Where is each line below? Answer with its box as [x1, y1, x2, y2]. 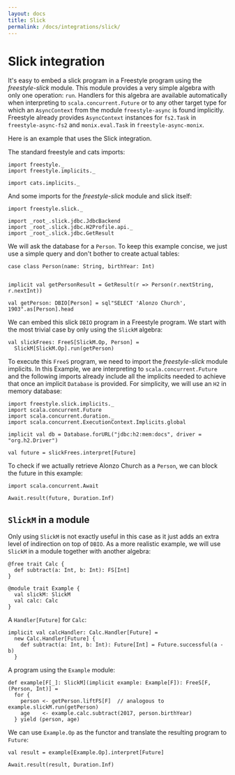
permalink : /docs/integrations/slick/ [8, 23, 121, 30]
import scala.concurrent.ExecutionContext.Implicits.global [8, 419, 187, 426]
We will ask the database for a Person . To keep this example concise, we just [8, 242, 227, 251]
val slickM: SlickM [14, 591, 71, 598]
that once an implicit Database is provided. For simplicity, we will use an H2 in [8, 380, 227, 388]
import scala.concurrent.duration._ [8, 413, 114, 420]
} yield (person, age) [14, 716, 80, 723]
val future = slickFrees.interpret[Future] [8, 450, 137, 457]
